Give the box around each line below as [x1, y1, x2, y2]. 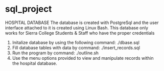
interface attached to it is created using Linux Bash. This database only [5, 24, 148, 30]
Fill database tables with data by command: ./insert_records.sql [12, 45, 141, 50]
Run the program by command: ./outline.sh [12, 50, 99, 56]
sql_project [5, 3, 52, 15]
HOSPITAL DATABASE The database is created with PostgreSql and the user [5, 20, 159, 25]
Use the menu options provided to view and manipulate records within [12, 55, 154, 61]
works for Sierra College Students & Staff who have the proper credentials [5, 30, 155, 36]
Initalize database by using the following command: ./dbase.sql [12, 39, 140, 45]
